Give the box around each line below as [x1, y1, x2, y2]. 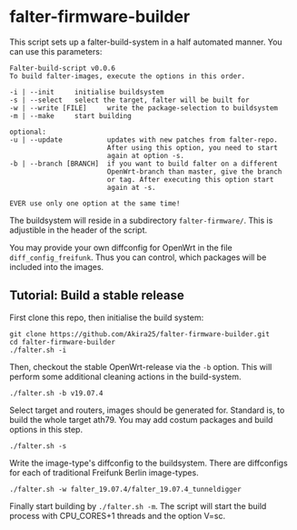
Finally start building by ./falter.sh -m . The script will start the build [9, 500, 267, 511]
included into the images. [9, 261, 104, 272]
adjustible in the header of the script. [9, 225, 148, 235]
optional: [9, 127, 47, 136]
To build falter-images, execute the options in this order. [9, 71, 246, 81]
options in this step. [9, 424, 84, 435]
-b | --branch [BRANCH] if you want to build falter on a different [9, 159, 279, 168]
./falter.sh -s [9, 441, 67, 451]
